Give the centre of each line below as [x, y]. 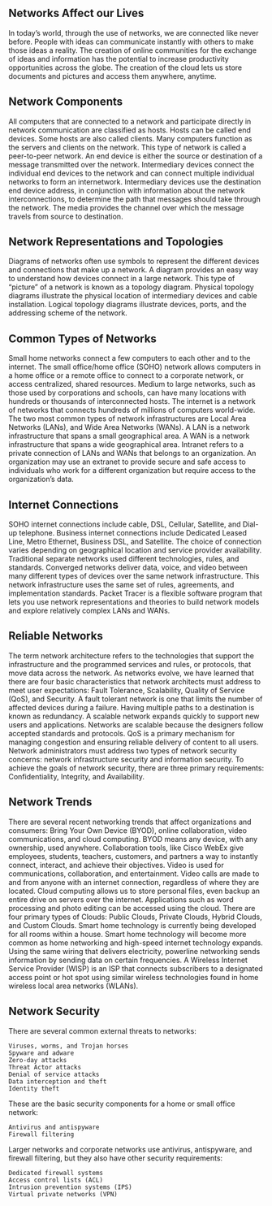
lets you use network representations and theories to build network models [134, 602]
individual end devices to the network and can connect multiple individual [132, 173]
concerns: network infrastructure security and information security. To [126, 759]
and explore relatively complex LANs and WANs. [89, 611]
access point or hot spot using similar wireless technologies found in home [134, 977]
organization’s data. [41, 479]
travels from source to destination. [66, 216]
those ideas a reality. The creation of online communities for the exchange [133, 50]
